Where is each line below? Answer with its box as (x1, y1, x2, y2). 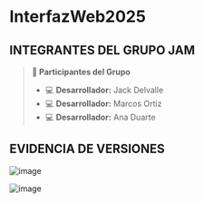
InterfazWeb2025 (9, 6, 147, 27)
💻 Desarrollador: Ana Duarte (44, 111, 156, 122)
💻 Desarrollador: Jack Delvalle (44, 84, 164, 95)
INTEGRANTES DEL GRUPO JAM (9, 43, 195, 58)
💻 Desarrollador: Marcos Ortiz (44, 98, 162, 109)
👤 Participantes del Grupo (31, 66, 131, 77)
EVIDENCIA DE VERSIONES (9, 141, 165, 157)
